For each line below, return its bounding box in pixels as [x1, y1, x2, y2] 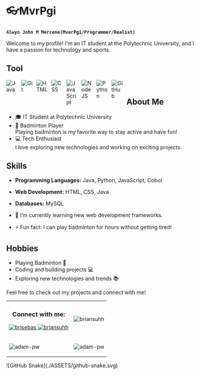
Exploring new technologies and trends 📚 [14, 275, 119, 282]
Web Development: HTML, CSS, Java [14, 188, 109, 196]
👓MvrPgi [6, 4, 56, 18]
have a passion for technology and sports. [6, 46, 111, 53]
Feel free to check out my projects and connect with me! [6, 289, 146, 296]
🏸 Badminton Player [14, 122, 64, 129]
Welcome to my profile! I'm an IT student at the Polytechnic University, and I [6, 40, 194, 47]
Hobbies [6, 243, 39, 253]
